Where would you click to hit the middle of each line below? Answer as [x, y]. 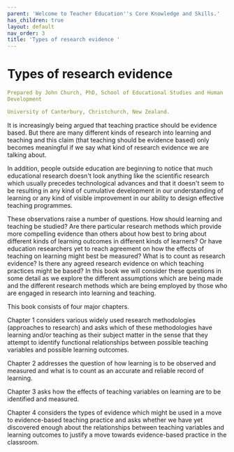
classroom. [23, 442]
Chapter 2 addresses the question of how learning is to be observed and [112, 363]
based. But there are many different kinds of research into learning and [109, 133]
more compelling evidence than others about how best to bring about [107, 234]
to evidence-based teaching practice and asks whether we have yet [105, 420]
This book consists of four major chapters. [68, 306]
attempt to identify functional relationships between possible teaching [108, 342]
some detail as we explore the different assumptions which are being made [115, 278]
